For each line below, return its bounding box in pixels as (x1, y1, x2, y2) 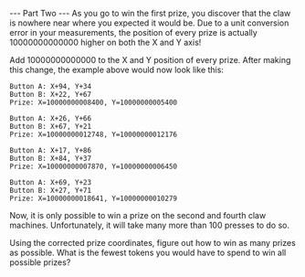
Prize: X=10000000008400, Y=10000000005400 (9, 98, 178, 107)
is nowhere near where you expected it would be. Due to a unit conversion (9, 17, 289, 28)
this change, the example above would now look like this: (9, 64, 224, 75)
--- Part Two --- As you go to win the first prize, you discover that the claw (9, 8, 291, 18)
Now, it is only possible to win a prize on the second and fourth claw (9, 210, 267, 220)
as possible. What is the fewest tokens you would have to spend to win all (9, 247, 287, 258)
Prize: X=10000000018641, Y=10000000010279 (9, 194, 178, 203)
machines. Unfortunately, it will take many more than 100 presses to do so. (9, 219, 290, 230)
